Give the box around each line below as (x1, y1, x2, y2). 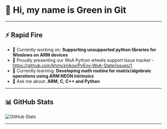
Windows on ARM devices (12, 52, 68, 58)
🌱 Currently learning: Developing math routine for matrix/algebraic (12, 67, 152, 73)
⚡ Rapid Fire (5, 31, 43, 39)
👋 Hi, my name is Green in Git (5, 4, 127, 16)
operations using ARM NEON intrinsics (12, 73, 94, 79)
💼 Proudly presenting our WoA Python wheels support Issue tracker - (12, 57, 154, 63)
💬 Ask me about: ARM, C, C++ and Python (12, 78, 100, 84)
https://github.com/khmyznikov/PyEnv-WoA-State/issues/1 (12, 62, 133, 68)
